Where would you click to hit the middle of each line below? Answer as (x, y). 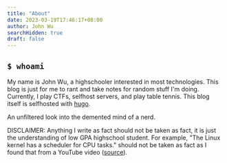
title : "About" (29, 13)
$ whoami (26, 66)
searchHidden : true (35, 33)
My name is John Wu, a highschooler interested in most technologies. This (113, 81)
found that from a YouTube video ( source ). (67, 152)
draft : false (26, 39)
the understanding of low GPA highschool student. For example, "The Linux (114, 138)
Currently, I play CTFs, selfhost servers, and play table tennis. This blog (108, 96)
